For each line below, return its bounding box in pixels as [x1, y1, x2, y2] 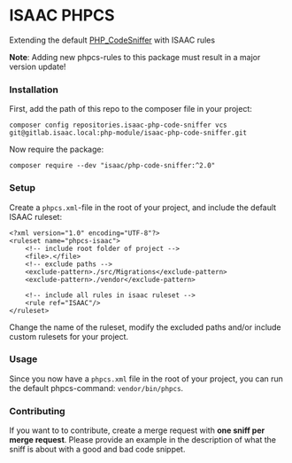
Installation [9, 83, 59, 96]
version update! [9, 61, 66, 72]
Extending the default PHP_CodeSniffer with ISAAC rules [9, 35, 215, 45]
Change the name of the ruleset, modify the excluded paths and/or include [9, 321, 281, 333]
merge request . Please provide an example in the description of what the [9, 435, 277, 445]
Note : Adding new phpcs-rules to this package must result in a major [9, 51, 261, 62]
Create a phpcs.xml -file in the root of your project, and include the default [9, 201, 277, 213]
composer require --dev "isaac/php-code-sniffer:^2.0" [9, 161, 216, 170]
